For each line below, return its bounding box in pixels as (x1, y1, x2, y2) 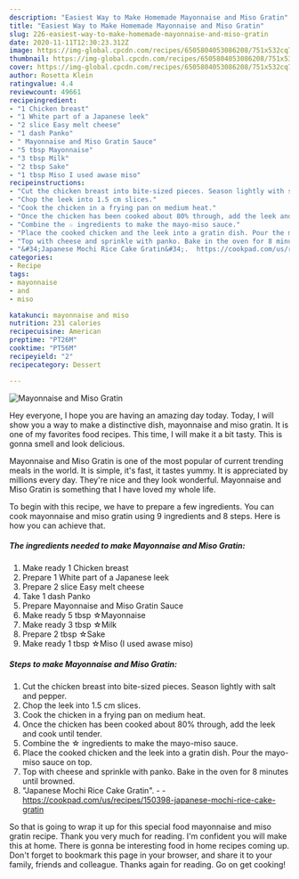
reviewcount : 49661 (9, 87, 82, 96)
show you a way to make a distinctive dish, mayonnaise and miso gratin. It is (9, 419, 289, 430)
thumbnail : (9, 54, 50, 63)
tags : (9, 270, 29, 279)
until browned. (21, 776, 76, 786)
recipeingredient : (9, 95, 77, 105)
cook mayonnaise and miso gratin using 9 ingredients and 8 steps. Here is (9, 510, 281, 521)
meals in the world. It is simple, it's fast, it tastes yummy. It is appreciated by (9, 465, 288, 476)
